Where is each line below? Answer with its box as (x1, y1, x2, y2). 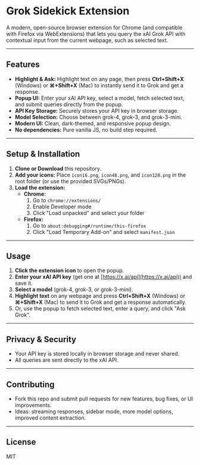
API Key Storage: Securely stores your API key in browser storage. (14, 107, 179, 114)
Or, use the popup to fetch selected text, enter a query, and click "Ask (14, 305, 186, 312)
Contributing (6, 379, 55, 389)
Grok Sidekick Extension (6, 4, 130, 18)
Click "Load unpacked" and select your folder (32, 209, 145, 216)
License (6, 437, 36, 447)
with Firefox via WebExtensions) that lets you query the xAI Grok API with (6, 30, 186, 37)
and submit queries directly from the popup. (14, 100, 123, 108)
